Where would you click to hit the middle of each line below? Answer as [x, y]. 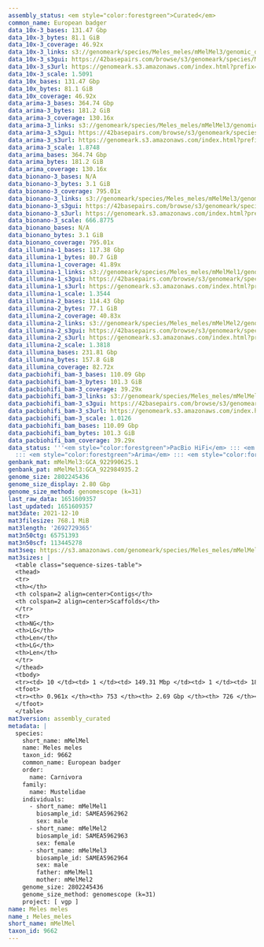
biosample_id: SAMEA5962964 [82, 858]
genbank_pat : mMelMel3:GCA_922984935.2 [73, 470]
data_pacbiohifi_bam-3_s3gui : [58, 404]
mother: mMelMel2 [64, 880]
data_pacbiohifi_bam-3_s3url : [58, 411]
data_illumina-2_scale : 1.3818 [59, 345]
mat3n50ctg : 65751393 [44, 536]
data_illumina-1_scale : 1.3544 [59, 294]
